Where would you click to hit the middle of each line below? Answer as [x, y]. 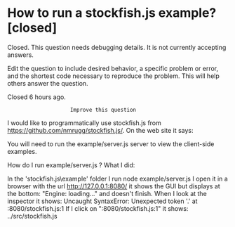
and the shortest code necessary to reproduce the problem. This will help [113, 76]
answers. [20, 55]
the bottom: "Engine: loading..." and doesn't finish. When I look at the [107, 193]
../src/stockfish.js [32, 216]
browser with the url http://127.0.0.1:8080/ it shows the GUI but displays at [114, 186]
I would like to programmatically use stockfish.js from [84, 123]
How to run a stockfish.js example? [112, 13]
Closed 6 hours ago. [37, 97]
